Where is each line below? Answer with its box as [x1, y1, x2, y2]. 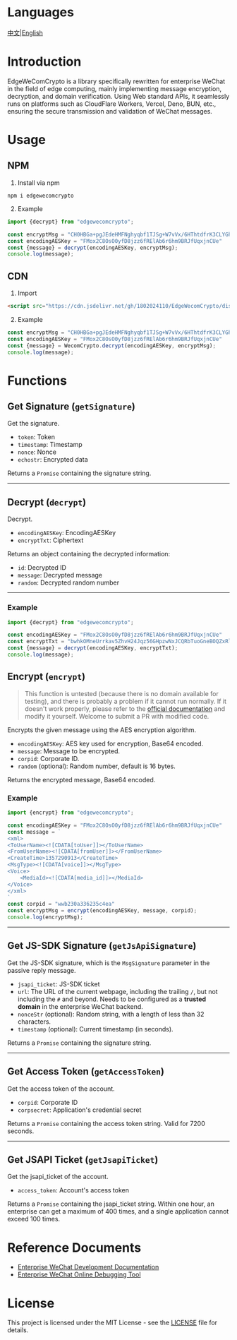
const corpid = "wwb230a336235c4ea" [7, 901, 115, 908]
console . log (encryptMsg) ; [7, 914, 83, 921]
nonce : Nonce [17, 448, 56, 456]
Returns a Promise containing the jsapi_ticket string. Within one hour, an [7, 1200, 215, 1208]
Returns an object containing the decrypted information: [7, 550, 171, 558]
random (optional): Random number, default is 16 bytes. [17, 762, 176, 770]
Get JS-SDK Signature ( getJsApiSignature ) [7, 940, 197, 952]
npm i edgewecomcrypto [7, 192, 74, 199]
